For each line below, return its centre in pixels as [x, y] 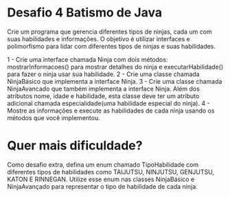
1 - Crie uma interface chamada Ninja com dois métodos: [88, 59]
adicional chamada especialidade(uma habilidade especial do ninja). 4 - [109, 103]
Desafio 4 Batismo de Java [85, 13]
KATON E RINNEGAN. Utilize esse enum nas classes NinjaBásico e [101, 179]
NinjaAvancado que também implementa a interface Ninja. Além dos [104, 89]
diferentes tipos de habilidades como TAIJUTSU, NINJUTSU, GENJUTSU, [111, 172]
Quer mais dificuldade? [75, 146]
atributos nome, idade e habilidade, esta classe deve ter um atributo [103, 96]
